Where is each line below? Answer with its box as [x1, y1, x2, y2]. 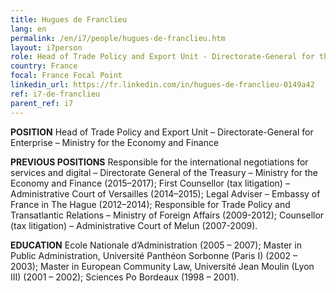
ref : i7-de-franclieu [10, 89, 101, 99]
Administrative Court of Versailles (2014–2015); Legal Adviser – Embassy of [10, 187, 321, 200]
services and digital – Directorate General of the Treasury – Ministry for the [10, 166, 319, 178]
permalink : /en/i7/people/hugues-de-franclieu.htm [10, 33, 226, 43]
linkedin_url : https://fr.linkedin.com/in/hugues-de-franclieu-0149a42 [10, 80, 315, 90]
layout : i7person [10, 42, 83, 53]
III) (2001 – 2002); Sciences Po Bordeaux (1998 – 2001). [10, 271, 240, 283]
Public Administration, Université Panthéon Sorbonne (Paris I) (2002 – [10, 249, 298, 261]
